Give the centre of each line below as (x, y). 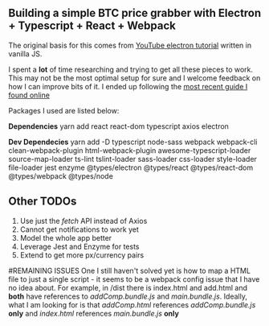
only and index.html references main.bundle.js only (94, 313)
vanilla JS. (25, 54)
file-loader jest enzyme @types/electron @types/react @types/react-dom (131, 167)
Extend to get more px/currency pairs (82, 255)
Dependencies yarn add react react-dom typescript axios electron (118, 126)
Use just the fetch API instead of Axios (84, 221)
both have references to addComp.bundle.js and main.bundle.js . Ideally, (128, 296)
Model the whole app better (66, 237)
